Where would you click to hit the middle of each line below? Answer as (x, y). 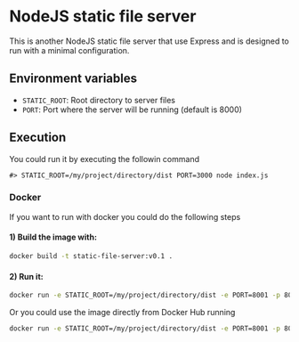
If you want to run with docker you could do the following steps (125, 216)
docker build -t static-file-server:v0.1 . (91, 256)
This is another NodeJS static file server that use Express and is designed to (149, 41)
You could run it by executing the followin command (105, 159)
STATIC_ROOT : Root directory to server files (99, 100)
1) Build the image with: (53, 237)
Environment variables (73, 79)
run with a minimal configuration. (69, 50)
